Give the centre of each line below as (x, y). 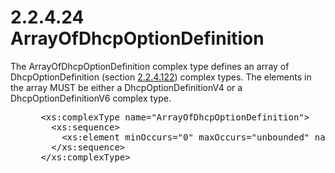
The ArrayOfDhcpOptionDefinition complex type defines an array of (150, 66)
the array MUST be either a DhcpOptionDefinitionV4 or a (126, 87)
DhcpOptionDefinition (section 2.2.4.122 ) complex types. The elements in (161, 77)
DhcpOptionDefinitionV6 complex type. (91, 98)
